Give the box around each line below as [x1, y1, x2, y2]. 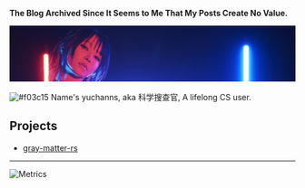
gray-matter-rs [22, 142, 79, 153]
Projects [9, 118, 58, 134]
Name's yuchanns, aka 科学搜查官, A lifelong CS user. [51, 91, 251, 102]
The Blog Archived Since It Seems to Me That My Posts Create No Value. [9, 8, 289, 18]
